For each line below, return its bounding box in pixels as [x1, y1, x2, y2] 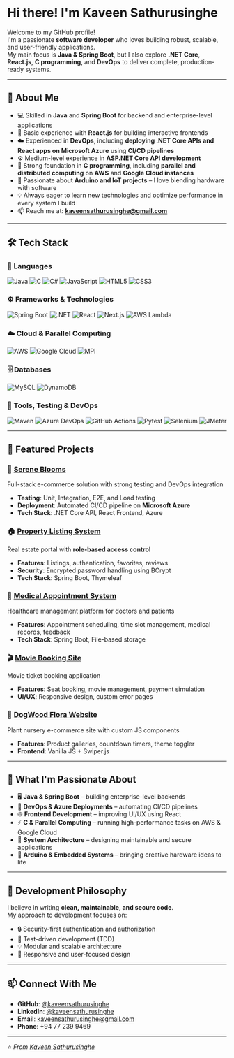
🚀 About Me [7, 92, 59, 104]
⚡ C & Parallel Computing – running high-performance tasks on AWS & [17, 818, 221, 827]
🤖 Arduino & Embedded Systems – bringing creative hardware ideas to [17, 850, 222, 859]
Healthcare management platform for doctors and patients [7, 607, 175, 615]
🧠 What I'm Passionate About [7, 774, 137, 785]
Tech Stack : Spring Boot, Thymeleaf [17, 573, 123, 581]
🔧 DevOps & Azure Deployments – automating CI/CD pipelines [17, 802, 198, 811]
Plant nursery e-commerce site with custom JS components [7, 725, 180, 734]
